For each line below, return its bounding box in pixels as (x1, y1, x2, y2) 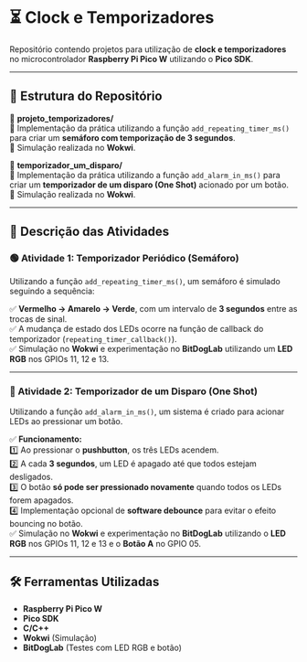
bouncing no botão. (9, 518, 84, 529)
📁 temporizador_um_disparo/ (9, 159, 123, 170)
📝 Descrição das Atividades (9, 224, 170, 240)
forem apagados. (9, 495, 74, 506)
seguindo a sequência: (9, 285, 95, 297)
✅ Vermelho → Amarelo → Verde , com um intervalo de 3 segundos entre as (9, 304, 298, 315)
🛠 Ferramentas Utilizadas (9, 574, 160, 590)
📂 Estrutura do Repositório (9, 89, 163, 104)
